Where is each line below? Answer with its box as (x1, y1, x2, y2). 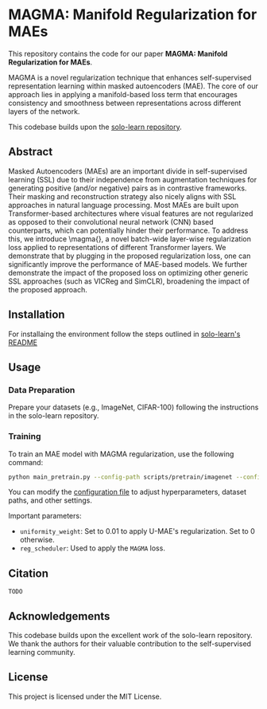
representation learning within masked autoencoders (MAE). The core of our (8, 81, 258, 91)
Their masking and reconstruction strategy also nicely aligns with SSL (8, 191, 237, 201)
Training (8, 431, 41, 442)
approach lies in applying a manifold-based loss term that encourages (8, 89, 238, 99)
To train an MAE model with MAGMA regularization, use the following (8, 449, 234, 459)
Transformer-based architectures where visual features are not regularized (8, 209, 253, 218)
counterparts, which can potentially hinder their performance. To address (8, 225, 249, 235)
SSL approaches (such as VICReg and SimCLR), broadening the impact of (8, 276, 250, 286)
